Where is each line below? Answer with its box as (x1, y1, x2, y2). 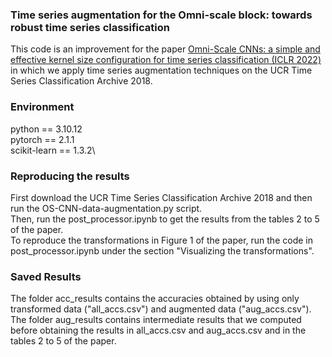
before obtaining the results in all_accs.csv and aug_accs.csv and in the (10, 324, 307, 337)
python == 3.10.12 (10, 123, 83, 135)
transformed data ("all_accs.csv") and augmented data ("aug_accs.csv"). (10, 303, 312, 315)
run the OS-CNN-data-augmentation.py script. (10, 202, 203, 214)
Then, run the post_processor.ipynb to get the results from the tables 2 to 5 (10, 213, 320, 225)
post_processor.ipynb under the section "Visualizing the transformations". (10, 244, 315, 257)
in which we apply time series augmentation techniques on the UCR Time (10, 64, 313, 77)
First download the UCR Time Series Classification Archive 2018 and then (10, 191, 313, 203)
